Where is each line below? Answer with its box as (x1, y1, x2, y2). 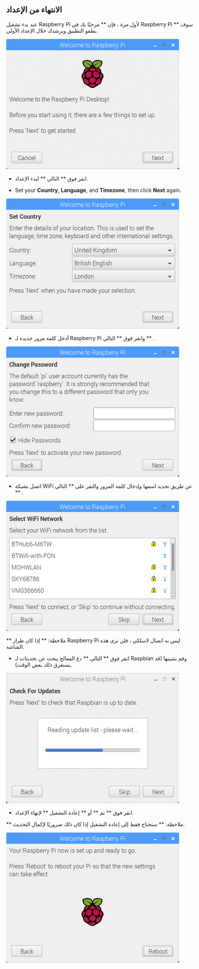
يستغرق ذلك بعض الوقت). (14, 661, 73, 668)
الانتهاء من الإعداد (6, 5, 63, 15)
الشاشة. (6, 643, 25, 650)
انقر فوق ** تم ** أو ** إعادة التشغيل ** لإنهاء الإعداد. (14, 809, 134, 816)
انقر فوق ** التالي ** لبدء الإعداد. (14, 175, 88, 182)
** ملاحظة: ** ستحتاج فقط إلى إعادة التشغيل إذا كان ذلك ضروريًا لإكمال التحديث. (6, 820, 185, 827)
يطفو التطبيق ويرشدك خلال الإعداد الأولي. (6, 27, 98, 34)
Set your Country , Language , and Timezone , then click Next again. (14, 187, 182, 194)
